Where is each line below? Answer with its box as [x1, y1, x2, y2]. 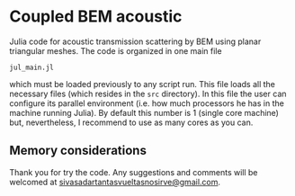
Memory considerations [9, 143, 147, 158]
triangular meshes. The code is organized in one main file [9, 45, 222, 56]
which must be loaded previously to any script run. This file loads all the [9, 78, 276, 89]
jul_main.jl [9, 63, 54, 72]
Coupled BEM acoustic [9, 6, 183, 27]
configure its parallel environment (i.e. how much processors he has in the [9, 97, 285, 109]
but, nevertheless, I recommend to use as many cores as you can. [9, 117, 254, 128]
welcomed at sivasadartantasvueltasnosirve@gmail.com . [9, 176, 221, 187]
